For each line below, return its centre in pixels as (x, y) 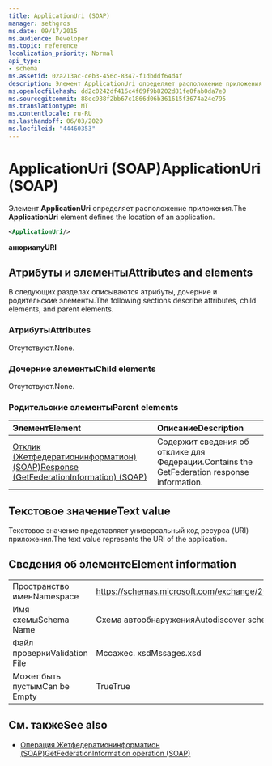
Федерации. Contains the (205, 462)
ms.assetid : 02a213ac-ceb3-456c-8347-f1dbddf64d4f (96, 76)
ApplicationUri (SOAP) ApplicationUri (135, 169)
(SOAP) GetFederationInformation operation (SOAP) (105, 753)
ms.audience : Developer (49, 38)
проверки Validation (50, 653)
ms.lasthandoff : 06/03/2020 (56, 121)
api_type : (25, 61)
